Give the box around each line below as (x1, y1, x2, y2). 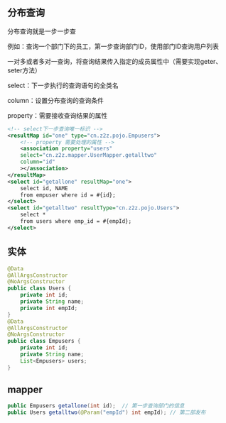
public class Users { (7, 285, 72, 292)
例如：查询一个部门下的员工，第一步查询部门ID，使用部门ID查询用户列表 (7, 42, 219, 50)
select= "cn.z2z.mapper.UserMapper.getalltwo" (20, 152, 158, 159)
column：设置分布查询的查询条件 (7, 96, 104, 104)
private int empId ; (20, 304, 78, 312)
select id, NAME (20, 185, 69, 192)
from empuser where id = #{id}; (20, 191, 116, 199)
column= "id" (20, 158, 55, 165)
